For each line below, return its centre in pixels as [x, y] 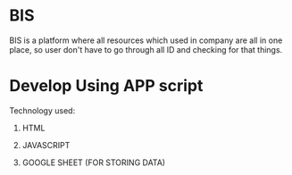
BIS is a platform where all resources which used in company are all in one [146, 40]
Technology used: [42, 110]
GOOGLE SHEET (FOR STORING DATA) [94, 162]
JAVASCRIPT [46, 145]
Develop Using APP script [106, 86]
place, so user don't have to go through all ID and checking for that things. [146, 49]
